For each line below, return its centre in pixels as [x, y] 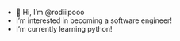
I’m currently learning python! [64, 29]
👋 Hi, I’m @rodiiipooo [50, 12]
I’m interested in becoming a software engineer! [94, 20]
